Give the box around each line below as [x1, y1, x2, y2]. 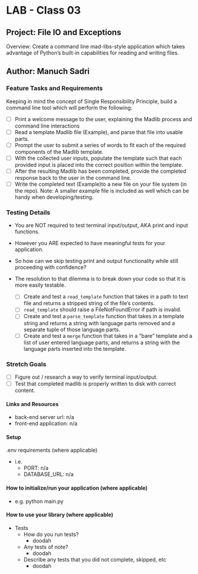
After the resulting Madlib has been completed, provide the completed [14, 167, 187, 175]
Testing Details [6, 208, 50, 217]
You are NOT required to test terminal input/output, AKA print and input [14, 222, 189, 229]
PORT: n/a [23, 464, 49, 472]
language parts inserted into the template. [23, 345, 126, 352]
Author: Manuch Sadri [6, 66, 90, 77]
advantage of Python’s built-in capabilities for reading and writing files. [6, 49, 179, 56]
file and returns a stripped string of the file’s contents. [23, 300, 155, 307]
